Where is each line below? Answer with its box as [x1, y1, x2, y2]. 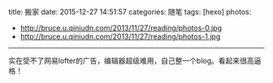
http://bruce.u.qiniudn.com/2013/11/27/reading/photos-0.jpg [19, 23, 222, 32]
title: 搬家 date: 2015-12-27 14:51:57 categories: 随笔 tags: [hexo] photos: [8, 7, 252, 16]
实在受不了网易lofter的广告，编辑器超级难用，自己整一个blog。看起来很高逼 [8, 56, 262, 65]
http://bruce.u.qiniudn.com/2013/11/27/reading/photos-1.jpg [19, 31, 221, 41]
